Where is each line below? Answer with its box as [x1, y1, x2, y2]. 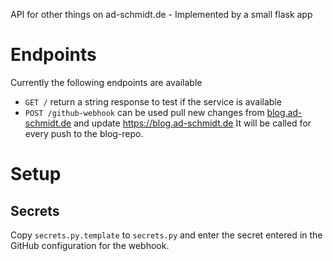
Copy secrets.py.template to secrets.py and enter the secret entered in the [10, 229, 323, 241]
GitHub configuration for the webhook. [10, 239, 170, 251]
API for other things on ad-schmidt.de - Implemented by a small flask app [10, 9, 313, 20]
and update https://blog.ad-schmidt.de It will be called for [73, 117, 312, 129]
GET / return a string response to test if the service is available [24, 95, 282, 108]
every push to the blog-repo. [24, 127, 144, 139]
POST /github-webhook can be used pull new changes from [24, 106, 265, 118]
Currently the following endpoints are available [10, 76, 203, 88]
